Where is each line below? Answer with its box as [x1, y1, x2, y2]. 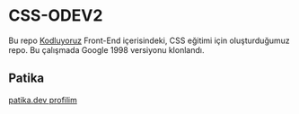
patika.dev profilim [8, 94, 78, 105]
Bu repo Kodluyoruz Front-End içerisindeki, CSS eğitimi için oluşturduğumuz [8, 35, 291, 46]
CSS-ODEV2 [8, 5, 103, 26]
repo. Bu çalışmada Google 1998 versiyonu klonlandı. [8, 44, 205, 55]
